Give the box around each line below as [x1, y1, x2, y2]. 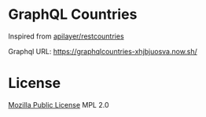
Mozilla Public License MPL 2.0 [8, 100, 109, 109]
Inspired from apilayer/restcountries [8, 31, 124, 41]
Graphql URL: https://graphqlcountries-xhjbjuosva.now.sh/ [8, 46, 198, 56]
